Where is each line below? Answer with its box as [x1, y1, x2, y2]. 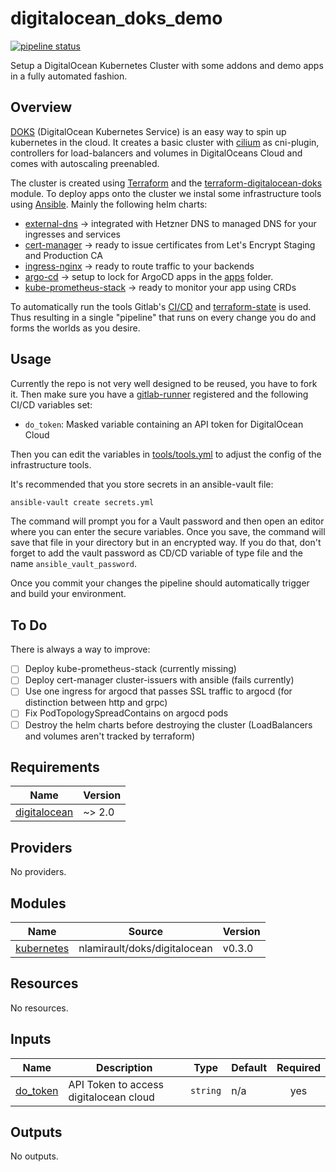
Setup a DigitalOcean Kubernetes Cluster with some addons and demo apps [10, 59, 324, 71]
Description [96, 1060, 153, 1074]
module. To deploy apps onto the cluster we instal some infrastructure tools [10, 187, 322, 199]
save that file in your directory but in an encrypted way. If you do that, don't [10, 537, 322, 549]
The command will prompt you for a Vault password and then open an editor [10, 515, 325, 527]
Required [276, 1060, 321, 1074]
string [190, 1085, 222, 1096]
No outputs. [10, 1150, 59, 1162]
